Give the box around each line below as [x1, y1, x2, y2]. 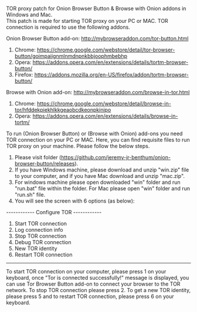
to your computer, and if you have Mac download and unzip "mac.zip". [14, 173, 185, 179]
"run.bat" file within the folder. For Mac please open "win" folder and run [14, 185, 191, 192]
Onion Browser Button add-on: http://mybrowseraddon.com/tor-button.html [6, 35, 189, 42]
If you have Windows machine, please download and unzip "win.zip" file [14, 166, 189, 173]
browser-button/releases [14, 160, 75, 167]
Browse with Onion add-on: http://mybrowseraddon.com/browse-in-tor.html [6, 89, 190, 95]
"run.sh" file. [14, 191, 46, 198]
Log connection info [14, 227, 63, 233]
